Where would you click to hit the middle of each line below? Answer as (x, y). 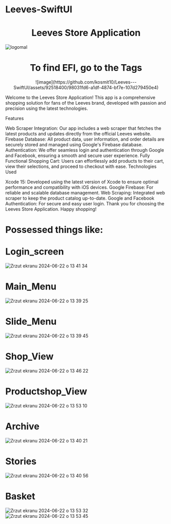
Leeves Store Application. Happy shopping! (51, 209)
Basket (20, 496)
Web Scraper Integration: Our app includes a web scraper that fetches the (83, 128)
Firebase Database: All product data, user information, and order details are (85, 139)
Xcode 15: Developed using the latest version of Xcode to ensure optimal (82, 182)
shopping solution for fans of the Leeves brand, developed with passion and (86, 103)
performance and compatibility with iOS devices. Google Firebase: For (79, 187)
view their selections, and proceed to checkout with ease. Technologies (81, 167)
